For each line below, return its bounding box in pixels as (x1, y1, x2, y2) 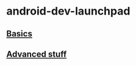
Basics (6, 29, 32, 39)
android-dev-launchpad (6, 4, 131, 18)
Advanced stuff (6, 49, 67, 59)
